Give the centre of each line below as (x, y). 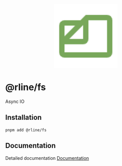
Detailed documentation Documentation (47, 158)
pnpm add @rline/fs (26, 130)
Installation (23, 118)
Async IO (15, 101)
